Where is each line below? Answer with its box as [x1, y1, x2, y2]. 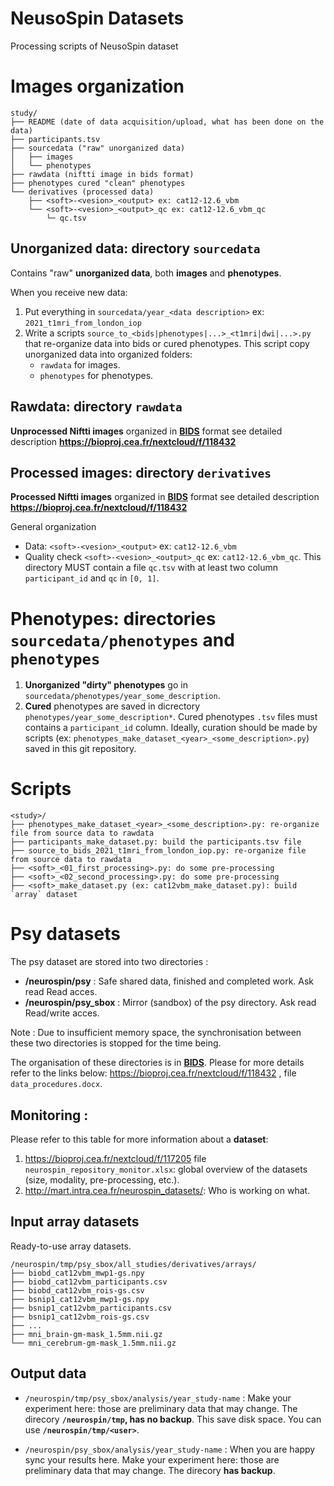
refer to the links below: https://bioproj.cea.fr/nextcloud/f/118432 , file [10, 1067, 297, 1079]
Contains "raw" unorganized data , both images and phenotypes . [10, 267, 282, 279]
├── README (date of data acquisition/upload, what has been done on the [10, 117, 325, 127]
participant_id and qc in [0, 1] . [24, 572, 160, 584]
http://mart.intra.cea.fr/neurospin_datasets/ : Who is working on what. [24, 1184, 311, 1196]
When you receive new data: [10, 286, 128, 298]
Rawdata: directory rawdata [10, 398, 183, 416]
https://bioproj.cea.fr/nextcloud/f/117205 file [24, 1152, 207, 1164]
